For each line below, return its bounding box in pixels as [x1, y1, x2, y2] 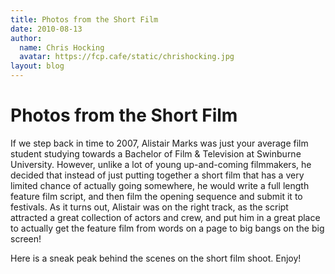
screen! [10, 232, 42, 245]
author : [10, 33, 43, 43]
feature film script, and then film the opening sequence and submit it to [10, 190, 303, 202]
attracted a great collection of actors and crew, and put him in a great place [10, 211, 321, 223]
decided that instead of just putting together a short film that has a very [10, 169, 305, 181]
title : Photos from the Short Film [10, 14, 159, 25]
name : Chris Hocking [19, 42, 105, 53]
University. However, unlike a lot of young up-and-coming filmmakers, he [10, 158, 312, 170]
